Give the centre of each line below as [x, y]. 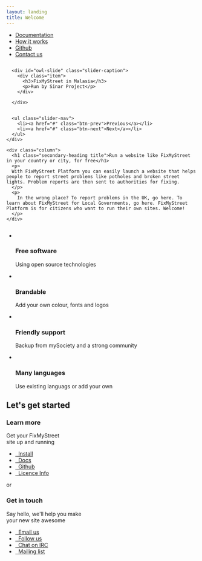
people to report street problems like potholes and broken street [93, 176]
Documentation [34, 35]
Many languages [40, 373]
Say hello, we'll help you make [44, 514]
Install [25, 454]
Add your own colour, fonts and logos [62, 305]
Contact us [29, 54]
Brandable [31, 291]
